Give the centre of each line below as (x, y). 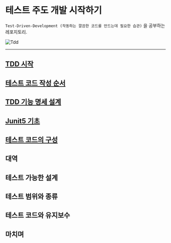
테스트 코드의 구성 (32, 140)
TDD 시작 (19, 64)
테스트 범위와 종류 (32, 197)
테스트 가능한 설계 (32, 178)
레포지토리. (16, 32)
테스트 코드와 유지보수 (38, 215)
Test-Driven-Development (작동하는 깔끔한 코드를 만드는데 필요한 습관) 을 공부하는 (85, 25)
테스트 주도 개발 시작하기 (54, 10)
